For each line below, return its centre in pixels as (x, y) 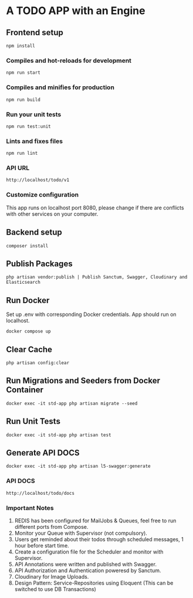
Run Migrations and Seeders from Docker (83, 381)
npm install (21, 46)
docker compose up (28, 332)
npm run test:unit (28, 126)
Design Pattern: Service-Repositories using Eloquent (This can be (94, 583)
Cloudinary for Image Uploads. (52, 577)
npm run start (23, 73)
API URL (18, 168)
